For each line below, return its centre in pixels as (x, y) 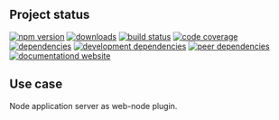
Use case (36, 84)
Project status (50, 15)
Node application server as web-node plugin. (93, 106)
